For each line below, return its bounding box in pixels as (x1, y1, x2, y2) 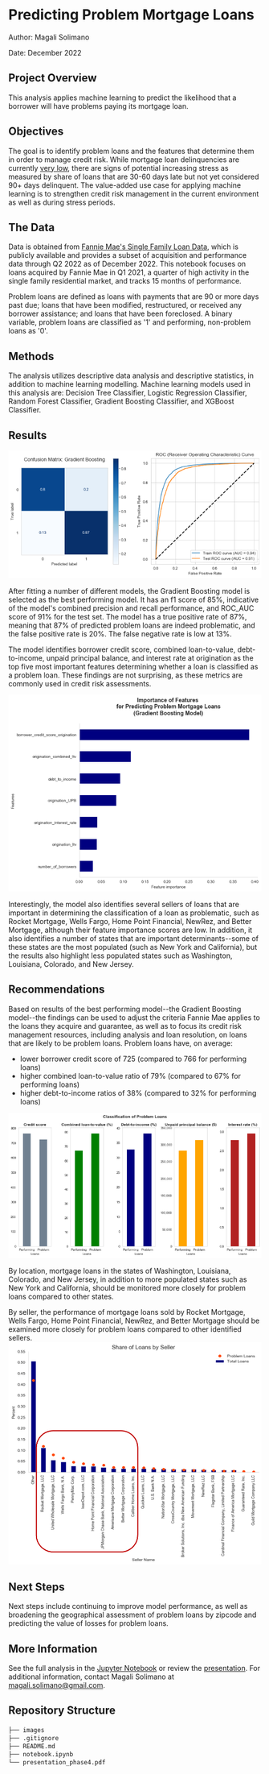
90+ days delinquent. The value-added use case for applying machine (8, 180, 242, 190)
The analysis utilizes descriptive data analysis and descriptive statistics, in (8, 371, 255, 380)
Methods (8, 349, 55, 363)
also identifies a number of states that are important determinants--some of (8, 933, 259, 943)
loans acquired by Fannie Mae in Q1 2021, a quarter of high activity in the (8, 267, 250, 277)
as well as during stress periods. (8, 197, 116, 207)
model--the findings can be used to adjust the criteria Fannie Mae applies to (8, 1013, 261, 1022)
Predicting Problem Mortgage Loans (8, 6, 255, 24)
